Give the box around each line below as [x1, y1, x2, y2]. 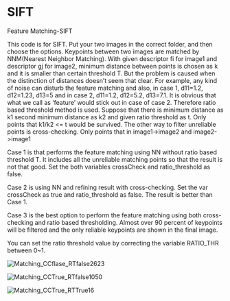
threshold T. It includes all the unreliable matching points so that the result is [7, 155, 223, 163]
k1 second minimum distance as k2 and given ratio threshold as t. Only [7, 112, 207, 121]
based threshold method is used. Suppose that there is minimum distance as [7, 106, 224, 114]
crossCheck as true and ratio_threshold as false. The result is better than [7, 190, 213, 199]
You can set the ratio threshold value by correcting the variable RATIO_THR [7, 239, 219, 247]
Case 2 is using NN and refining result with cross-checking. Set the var [7, 183, 208, 191]
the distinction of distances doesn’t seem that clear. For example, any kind [7, 76, 218, 84]
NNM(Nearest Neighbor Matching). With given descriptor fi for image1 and [7, 54, 218, 62]
